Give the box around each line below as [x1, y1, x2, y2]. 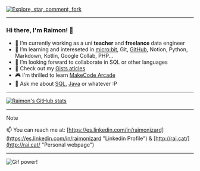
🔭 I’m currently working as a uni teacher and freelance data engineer [14, 39, 186, 47]
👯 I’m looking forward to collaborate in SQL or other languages [14, 58, 168, 66]
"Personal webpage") [41, 141, 95, 148]
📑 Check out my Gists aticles [14, 65, 86, 72]
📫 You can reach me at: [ [6, 126, 69, 133]
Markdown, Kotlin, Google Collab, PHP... [14, 52, 114, 60]
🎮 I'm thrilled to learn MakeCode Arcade [14, 71, 116, 79]
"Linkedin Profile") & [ [102, 135, 156, 142]
